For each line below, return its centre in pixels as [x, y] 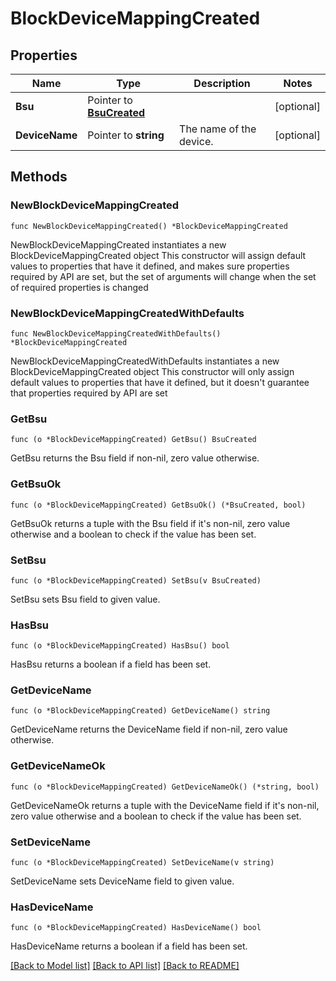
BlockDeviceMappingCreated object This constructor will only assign [152, 371]
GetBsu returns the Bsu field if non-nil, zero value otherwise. [135, 458]
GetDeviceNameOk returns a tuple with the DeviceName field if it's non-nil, [165, 805]
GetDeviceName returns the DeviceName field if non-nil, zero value [149, 729]
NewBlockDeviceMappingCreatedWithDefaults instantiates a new [145, 361]
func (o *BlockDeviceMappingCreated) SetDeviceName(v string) [142, 863]
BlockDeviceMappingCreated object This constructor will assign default [158, 255]
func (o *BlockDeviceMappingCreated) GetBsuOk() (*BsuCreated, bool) [158, 505]
